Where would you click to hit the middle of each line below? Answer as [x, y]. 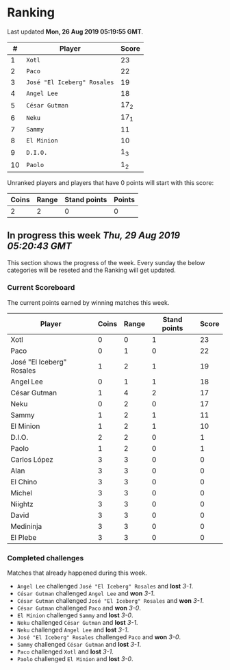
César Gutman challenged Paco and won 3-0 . [79, 608]
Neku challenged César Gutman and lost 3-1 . [77, 623]
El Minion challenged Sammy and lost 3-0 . [75, 615]
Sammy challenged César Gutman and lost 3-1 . [79, 645]
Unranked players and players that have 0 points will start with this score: [111, 182]
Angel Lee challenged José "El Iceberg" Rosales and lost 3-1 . [105, 586]
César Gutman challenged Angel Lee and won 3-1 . [86, 593]
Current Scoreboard [41, 288]
